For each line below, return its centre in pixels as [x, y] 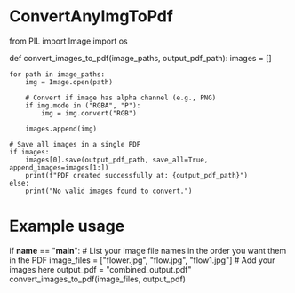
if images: [29, 152]
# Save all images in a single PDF [75, 144]
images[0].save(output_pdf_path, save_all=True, [117, 160]
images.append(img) [61, 129]
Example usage [67, 226]
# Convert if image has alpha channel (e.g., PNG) [121, 98]
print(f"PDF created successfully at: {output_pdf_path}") [137, 175]
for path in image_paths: [57, 74]
